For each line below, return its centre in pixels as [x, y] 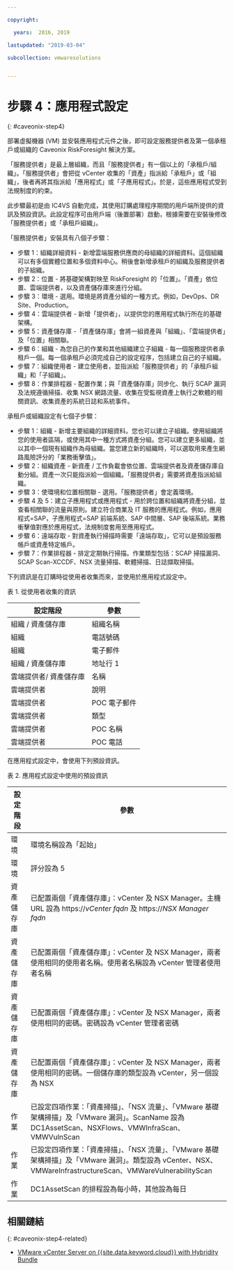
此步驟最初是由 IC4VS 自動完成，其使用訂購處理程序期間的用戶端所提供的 [112, 205]
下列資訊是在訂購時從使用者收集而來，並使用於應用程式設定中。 [99, 577]
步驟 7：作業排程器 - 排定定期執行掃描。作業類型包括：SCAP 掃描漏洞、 [120, 554]
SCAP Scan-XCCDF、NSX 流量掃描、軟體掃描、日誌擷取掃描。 [108, 562]
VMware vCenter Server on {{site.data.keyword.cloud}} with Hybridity [118, 1252]
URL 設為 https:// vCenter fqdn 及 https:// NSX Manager [119, 909]
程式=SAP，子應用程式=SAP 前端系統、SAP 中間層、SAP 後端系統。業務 [121, 519]
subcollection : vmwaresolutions [54, 58]
